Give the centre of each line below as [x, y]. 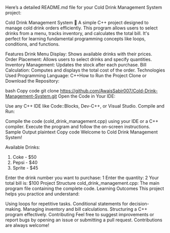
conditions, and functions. [32, 44]
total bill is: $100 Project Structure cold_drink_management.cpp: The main [82, 183]
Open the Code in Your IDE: [87, 96]
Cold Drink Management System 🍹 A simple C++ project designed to [77, 23]
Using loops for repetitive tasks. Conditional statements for [67, 204]
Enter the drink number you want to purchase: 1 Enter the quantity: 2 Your [82, 178]
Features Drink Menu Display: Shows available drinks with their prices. [79, 54]
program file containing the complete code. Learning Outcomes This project [85, 188]
